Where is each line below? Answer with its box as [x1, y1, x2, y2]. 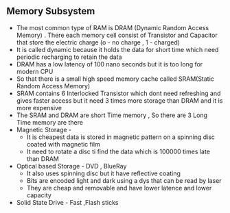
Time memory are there [16, 118, 84, 126]
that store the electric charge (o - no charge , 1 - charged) [16, 38, 180, 47]
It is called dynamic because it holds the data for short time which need [16, 45, 219, 53]
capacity [26, 191, 52, 199]
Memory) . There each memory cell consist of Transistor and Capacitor [16, 31, 218, 39]
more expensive [16, 103, 62, 112]
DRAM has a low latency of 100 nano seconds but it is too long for [16, 60, 203, 68]
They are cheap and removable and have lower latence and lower [26, 184, 212, 192]
